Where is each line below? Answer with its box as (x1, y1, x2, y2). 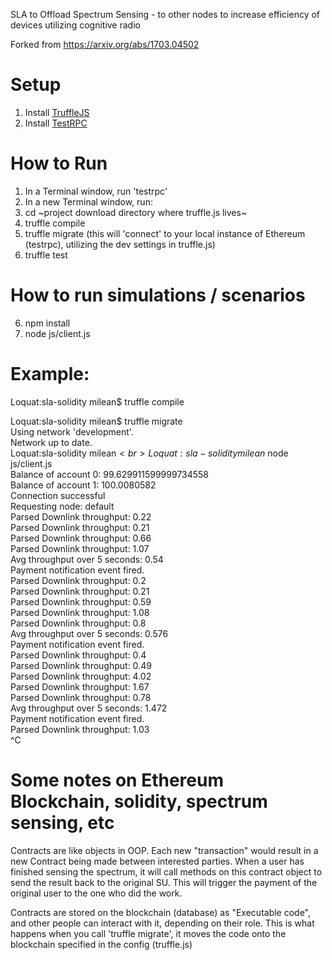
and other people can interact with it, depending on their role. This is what (10, 917, 315, 929)
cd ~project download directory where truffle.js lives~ (24, 206, 248, 218)
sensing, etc (10, 811, 115, 834)
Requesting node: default (10, 500, 115, 512)
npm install (24, 317, 71, 329)
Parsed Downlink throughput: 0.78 (10, 691, 152, 703)
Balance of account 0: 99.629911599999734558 (10, 468, 210, 480)
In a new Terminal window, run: (24, 195, 153, 208)
